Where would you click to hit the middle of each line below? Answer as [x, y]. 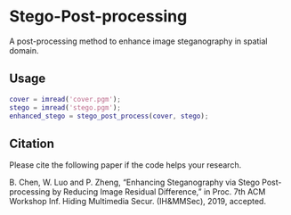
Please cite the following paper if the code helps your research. [125, 165]
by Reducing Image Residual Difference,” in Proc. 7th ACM [159, 192]
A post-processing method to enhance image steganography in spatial [138, 41]
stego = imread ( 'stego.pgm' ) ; [65, 107]
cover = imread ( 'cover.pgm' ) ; [65, 99]
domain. [24, 50]
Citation [32, 143]
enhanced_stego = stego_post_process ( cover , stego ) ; [109, 116]
